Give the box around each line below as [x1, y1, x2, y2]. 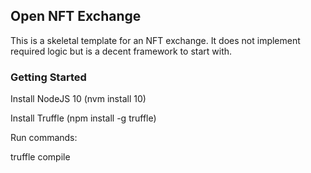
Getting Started [10, 70, 87, 84]
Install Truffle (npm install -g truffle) [10, 112, 157, 124]
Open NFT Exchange [10, 8, 142, 25]
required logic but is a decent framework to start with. [10, 45, 233, 57]
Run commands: [10, 132, 78, 144]
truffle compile [10, 151, 71, 163]
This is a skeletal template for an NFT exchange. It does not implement [10, 34, 301, 46]
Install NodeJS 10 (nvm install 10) [10, 93, 147, 105]
